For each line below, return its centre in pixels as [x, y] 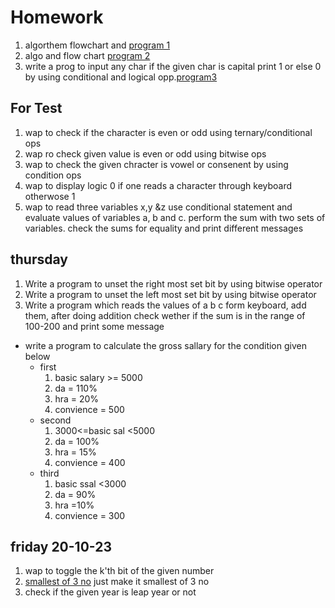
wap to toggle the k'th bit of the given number [119, 571]
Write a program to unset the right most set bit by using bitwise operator [173, 283]
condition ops [53, 175]
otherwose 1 [50, 196]
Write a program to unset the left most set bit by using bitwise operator [170, 294]
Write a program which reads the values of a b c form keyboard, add [165, 305]
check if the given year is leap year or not [110, 592]
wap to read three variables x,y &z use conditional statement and [158, 207]
